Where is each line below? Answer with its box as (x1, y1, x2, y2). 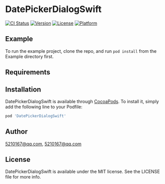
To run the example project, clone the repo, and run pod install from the (5, 48, 157, 54)
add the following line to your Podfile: (5, 104, 83, 110)
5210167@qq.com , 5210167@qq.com (5, 141, 82, 147)
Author (5, 127, 28, 136)
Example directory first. (5, 53, 54, 59)
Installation (5, 85, 41, 94)
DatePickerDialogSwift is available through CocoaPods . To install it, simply (5, 98, 159, 104)
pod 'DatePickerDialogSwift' (5, 113, 66, 119)
